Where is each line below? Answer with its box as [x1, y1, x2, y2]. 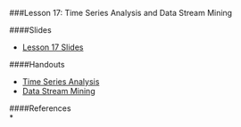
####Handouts [9, 60, 65, 69]
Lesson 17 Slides [21, 42, 84, 52]
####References [9, 103, 71, 114]
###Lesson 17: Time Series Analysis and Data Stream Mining [9, 8, 233, 18]
